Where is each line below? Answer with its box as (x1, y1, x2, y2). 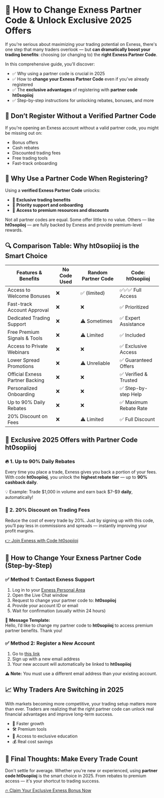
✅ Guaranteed (119, 357, 152, 364)
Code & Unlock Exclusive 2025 (5, 15, 132, 26)
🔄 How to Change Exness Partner (5, 4, 142, 16)
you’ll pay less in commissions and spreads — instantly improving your (5, 523, 147, 529)
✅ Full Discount (119, 416, 155, 423)
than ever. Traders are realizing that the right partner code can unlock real (5, 706, 154, 712)
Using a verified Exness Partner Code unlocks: (5, 187, 101, 193)
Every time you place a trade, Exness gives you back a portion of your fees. (5, 469, 157, 475)
